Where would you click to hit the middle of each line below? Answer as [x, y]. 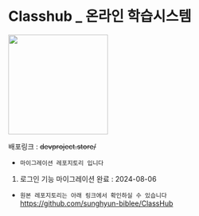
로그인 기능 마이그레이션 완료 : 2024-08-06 [88, 179]
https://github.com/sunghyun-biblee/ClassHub [96, 203]
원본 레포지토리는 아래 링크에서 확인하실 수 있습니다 [93, 195]
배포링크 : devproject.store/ [53, 146]
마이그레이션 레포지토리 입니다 [62, 163]
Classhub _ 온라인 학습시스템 [100, 16]
